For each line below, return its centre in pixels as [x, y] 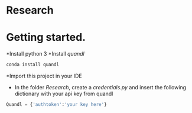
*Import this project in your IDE [44, 76]
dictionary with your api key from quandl [64, 93]
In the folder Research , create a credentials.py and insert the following [100, 87]
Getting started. [46, 38]
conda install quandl [33, 65]
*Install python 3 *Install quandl [45, 54]
